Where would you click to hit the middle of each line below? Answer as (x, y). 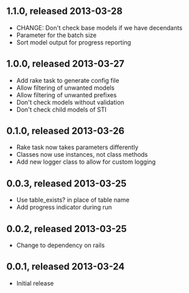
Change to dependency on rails (60, 245)
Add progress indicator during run (64, 207)
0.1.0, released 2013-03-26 (66, 131)
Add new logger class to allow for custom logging (86, 162)
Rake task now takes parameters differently (77, 147)
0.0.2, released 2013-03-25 (67, 229)
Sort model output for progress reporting (73, 42)
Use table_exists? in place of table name (73, 200)
